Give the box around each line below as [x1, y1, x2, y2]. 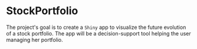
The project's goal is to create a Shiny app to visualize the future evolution [6, 24, 186, 31]
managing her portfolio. [6, 36, 63, 43]
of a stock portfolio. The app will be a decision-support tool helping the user [6, 30, 191, 37]
